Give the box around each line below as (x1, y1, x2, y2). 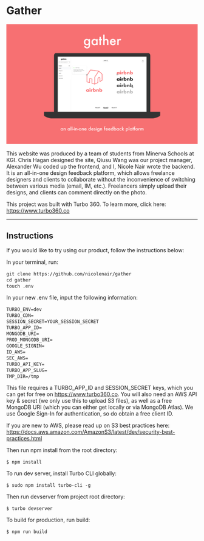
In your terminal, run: (6, 258, 59, 266)
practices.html (6, 435, 42, 442)
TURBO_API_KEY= (6, 361, 45, 367)
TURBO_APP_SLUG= (6, 367, 47, 373)
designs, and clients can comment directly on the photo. (6, 189, 148, 196)
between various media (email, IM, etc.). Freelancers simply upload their (6, 182, 187, 189)
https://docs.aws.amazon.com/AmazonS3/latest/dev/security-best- (6, 428, 175, 436)
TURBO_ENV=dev (6, 306, 42, 313)
